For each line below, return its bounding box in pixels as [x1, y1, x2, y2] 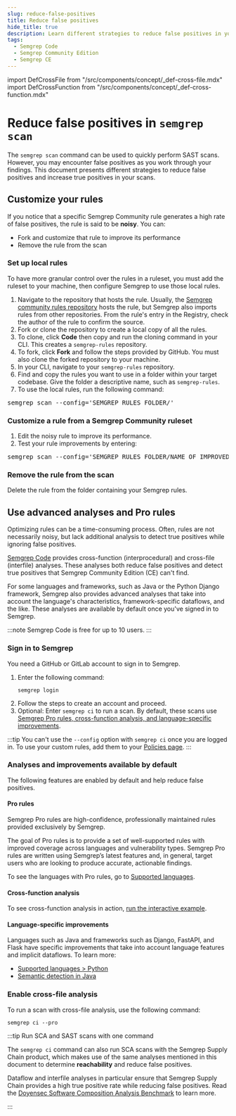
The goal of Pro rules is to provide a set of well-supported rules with [7, 837, 205, 844]
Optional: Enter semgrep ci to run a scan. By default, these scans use [17, 706, 218, 715]
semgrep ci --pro [7, 1019, 58, 1026]
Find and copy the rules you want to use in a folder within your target [17, 370, 218, 379]
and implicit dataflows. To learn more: [7, 951, 117, 959]
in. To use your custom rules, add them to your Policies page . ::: [7, 742, 192, 751]
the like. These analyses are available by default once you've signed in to [7, 604, 219, 613]
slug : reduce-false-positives [7, 10, 96, 18]
